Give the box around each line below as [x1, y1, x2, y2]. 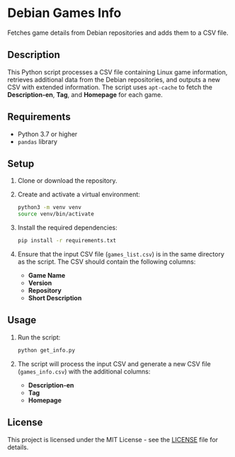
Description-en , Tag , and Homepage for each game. [7, 90, 163, 98]
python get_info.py [17, 346, 76, 354]
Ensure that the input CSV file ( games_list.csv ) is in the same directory [17, 250, 225, 258]
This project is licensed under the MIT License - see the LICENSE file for [7, 435, 218, 444]
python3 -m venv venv [17, 204, 82, 211]
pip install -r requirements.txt [17, 237, 117, 244]
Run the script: [17, 333, 61, 342]
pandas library [17, 137, 58, 146]
